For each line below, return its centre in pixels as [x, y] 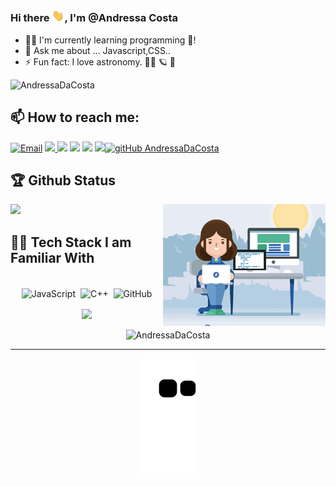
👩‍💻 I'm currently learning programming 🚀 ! [110, 40]
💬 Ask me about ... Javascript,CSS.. [97, 50]
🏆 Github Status [63, 180]
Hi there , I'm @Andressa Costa [94, 18]
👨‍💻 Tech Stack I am [71, 242]
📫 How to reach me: [75, 117]
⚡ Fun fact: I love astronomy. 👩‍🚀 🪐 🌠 [100, 61]
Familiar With [52, 257]
